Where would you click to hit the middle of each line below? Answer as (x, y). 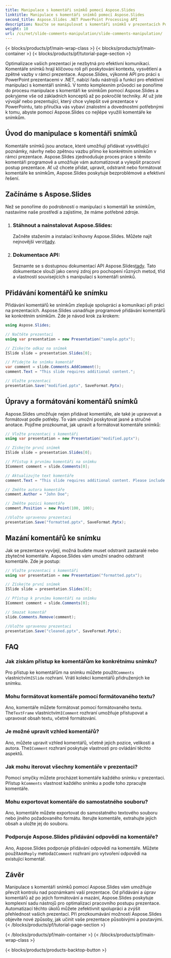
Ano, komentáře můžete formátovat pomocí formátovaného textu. (74, 707)
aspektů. (15, 753)
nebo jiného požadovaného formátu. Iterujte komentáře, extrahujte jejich (81, 818)
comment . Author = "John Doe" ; (37, 495)
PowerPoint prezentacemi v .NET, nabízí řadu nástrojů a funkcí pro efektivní (84, 80)
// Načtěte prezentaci (29, 334)
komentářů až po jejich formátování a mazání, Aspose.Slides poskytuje (79, 898)
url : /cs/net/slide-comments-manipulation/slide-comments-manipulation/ (84, 34)
